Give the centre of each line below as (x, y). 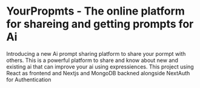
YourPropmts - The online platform (95, 11)
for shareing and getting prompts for (100, 24)
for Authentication (29, 80)
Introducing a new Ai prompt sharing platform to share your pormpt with (96, 53)
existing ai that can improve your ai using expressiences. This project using (100, 66)
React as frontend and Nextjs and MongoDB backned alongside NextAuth (98, 73)
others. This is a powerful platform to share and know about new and (92, 60)
